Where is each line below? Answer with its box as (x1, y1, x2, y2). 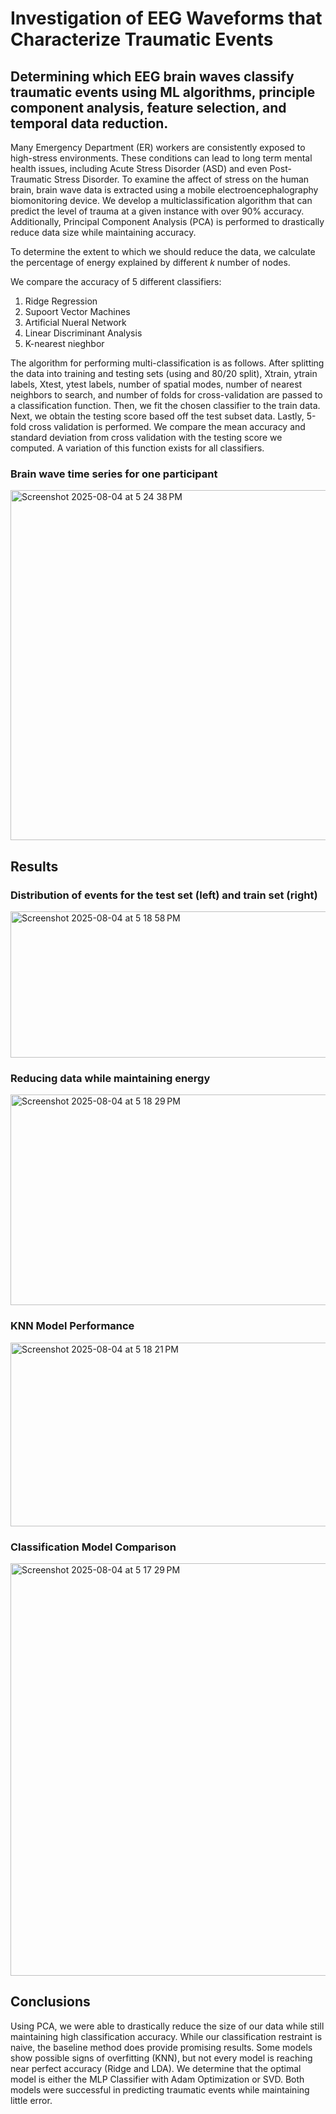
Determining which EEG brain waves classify (10, 68, 295, 85)
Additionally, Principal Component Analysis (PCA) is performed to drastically (10, 216, 325, 227)
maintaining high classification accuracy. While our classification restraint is (10, 2030, 323, 2042)
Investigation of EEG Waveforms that (10, 7, 323, 30)
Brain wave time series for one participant (10, 467, 218, 481)
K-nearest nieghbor (24, 338, 105, 349)
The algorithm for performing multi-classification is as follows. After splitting (10, 357, 325, 369)
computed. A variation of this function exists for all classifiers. (10, 442, 265, 454)
